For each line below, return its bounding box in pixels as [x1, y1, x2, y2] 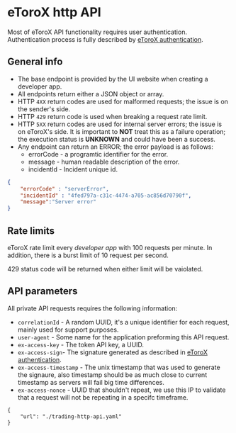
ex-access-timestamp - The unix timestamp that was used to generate [17, 363, 221, 371]
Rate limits [7, 225, 55, 237]
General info [7, 56, 63, 68]
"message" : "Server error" [20, 198, 97, 206]
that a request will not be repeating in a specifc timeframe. [17, 393, 189, 401]
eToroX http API [7, 4, 101, 21]
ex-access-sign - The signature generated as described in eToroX [17, 348, 208, 356]
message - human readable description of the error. [28, 157, 180, 166]
